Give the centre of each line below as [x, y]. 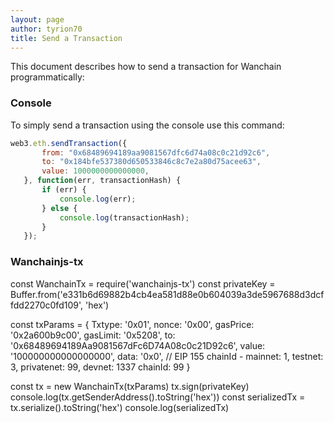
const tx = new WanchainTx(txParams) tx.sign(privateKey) [130, 386]
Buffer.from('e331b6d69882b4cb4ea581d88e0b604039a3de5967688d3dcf [167, 294]
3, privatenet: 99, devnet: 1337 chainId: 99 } [100, 367]
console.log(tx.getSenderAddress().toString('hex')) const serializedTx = [158, 397]
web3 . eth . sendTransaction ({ [69, 143]
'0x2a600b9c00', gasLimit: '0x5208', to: [93, 335]
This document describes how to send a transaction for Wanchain [146, 67]
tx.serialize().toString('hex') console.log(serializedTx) [120, 407]
